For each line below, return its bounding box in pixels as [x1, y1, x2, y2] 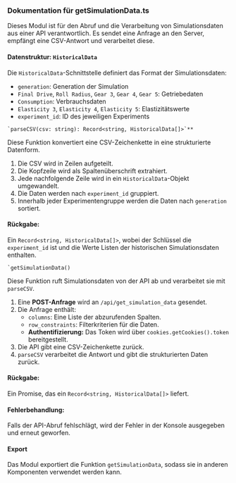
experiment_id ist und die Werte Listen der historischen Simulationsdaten [7, 243, 220, 251]
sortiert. [17, 203, 41, 213]
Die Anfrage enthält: [17, 305, 76, 313]
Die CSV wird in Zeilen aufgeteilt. [17, 159, 114, 168]
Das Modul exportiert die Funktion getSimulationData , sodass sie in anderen [7, 460, 228, 469]
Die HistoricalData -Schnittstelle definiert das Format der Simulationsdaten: [7, 68, 227, 77]
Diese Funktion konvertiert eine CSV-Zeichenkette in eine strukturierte [7, 138, 211, 146]
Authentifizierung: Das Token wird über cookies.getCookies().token [27, 327, 229, 336]
